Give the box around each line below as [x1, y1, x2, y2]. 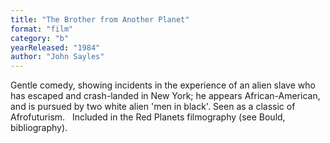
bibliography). [10, 122, 68, 134]
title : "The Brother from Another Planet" [10, 14, 190, 25]
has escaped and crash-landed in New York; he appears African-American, [10, 90, 321, 102]
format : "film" [10, 24, 74, 34]
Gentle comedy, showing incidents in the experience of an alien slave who [10, 79, 316, 91]
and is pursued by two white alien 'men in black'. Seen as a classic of [10, 101, 296, 113]
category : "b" [10, 33, 70, 43]
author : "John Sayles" [10, 52, 105, 62]
